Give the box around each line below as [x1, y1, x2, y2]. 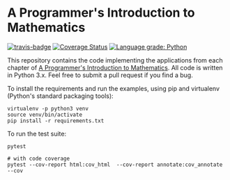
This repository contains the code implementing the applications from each [7, 56, 223, 64]
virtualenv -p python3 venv [7, 105, 89, 112]
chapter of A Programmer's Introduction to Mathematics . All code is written [7, 63, 223, 72]
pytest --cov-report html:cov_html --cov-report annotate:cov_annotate [7, 161, 223, 168]
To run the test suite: [7, 129, 67, 138]
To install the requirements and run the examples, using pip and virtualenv [7, 84, 220, 92]
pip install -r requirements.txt [7, 117, 105, 124]
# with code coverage [7, 155, 70, 162]
